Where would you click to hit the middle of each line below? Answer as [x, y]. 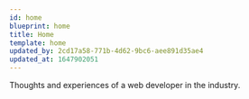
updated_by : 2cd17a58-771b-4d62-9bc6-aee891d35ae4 [106, 51]
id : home [26, 18]
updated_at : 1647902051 [54, 59]
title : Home [32, 34]
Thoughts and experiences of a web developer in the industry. [125, 85]
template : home [38, 43]
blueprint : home [40, 26]
